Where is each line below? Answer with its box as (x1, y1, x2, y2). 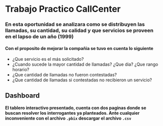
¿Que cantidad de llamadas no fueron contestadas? (12, 72, 117, 78)
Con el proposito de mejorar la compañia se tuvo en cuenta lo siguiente (5, 45, 154, 51)
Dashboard (5, 91, 40, 100)
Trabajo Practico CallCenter (5, 3, 121, 15)
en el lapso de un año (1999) (5, 33, 74, 40)
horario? (12, 67, 30, 73)
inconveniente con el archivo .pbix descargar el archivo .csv (5, 115, 131, 121)
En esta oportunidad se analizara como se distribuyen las (5, 21, 145, 28)
